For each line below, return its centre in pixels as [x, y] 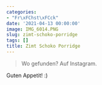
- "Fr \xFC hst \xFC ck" [33, 18]
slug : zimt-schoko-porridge [42, 35]
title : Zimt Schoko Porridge [43, 46]
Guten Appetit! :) [27, 75]
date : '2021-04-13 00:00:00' [43, 23]
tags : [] [17, 40]
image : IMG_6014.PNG [33, 29]
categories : [21, 12]
